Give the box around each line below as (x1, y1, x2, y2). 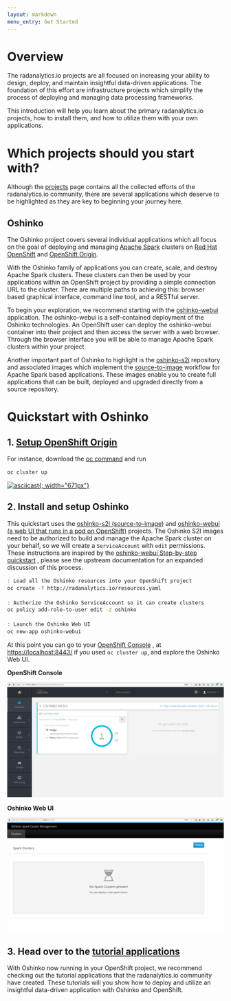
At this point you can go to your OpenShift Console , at (7, 640, 162, 649)
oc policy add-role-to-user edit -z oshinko (7, 606, 137, 613)
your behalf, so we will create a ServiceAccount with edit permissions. (7, 541, 206, 549)
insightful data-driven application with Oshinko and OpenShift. (7, 986, 184, 994)
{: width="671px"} (38, 481, 89, 489)
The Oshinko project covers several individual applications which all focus (7, 236, 217, 244)
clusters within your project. (7, 342, 87, 351)
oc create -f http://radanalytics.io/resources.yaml (7, 584, 162, 591)
